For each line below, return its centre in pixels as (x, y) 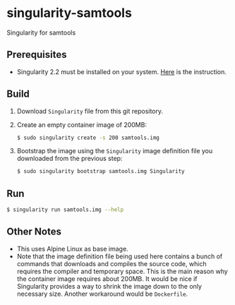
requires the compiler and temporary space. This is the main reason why (122, 271)
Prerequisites (37, 55)
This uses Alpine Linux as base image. (72, 249)
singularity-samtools (69, 13)
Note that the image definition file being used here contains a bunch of (120, 256)
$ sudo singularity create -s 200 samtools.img (88, 138)
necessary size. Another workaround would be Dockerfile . (102, 294)
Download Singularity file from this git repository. (90, 111)
